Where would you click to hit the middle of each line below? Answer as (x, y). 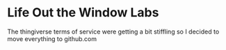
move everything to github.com (52, 38)
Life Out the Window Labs (83, 13)
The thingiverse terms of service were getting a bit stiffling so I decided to (113, 32)
